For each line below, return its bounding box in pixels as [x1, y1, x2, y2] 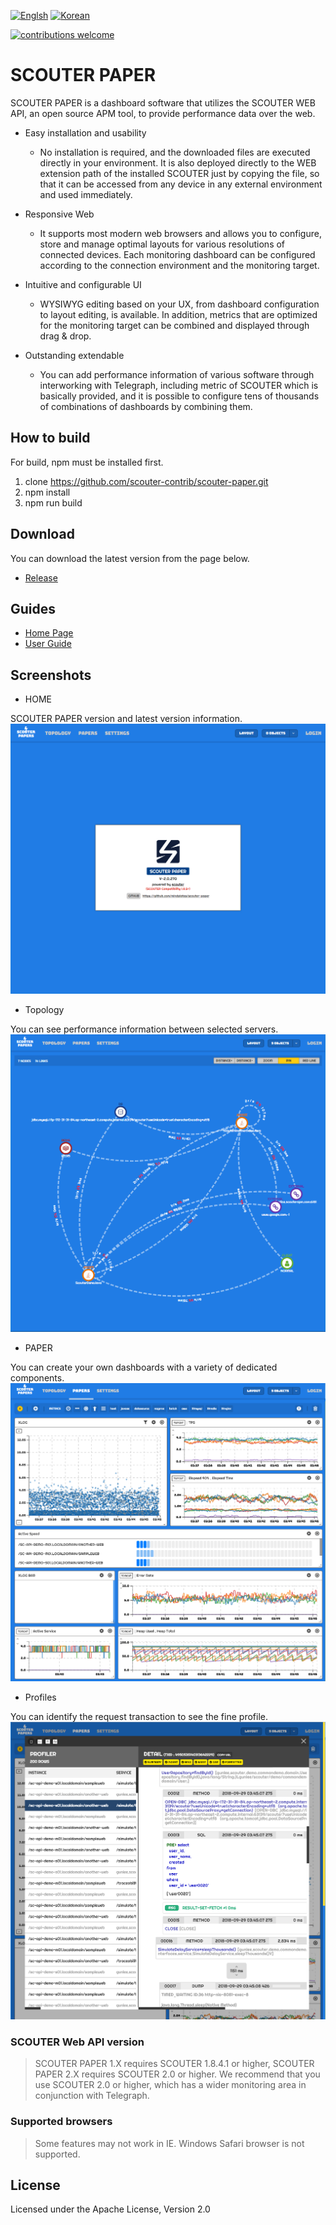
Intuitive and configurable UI [24, 278, 142, 290]
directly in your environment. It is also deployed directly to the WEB [39, 156, 317, 169]
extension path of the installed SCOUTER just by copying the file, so [39, 167, 320, 179]
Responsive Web [24, 208, 95, 220]
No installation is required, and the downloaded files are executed [39, 146, 311, 158]
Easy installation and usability [24, 126, 147, 139]
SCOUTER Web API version [10, 2035, 145, 2049]
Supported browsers [10, 2115, 113, 2129]
